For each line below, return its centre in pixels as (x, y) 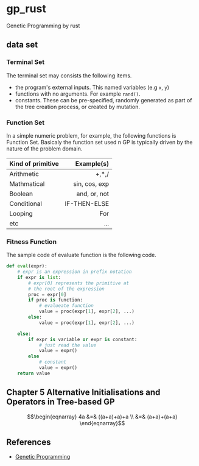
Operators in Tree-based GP (61, 402)
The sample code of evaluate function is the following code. (82, 255)
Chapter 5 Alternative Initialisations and (83, 393)
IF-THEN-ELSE (87, 203)
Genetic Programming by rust (43, 26)
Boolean (21, 194)
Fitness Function (31, 241)
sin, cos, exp (91, 183)
